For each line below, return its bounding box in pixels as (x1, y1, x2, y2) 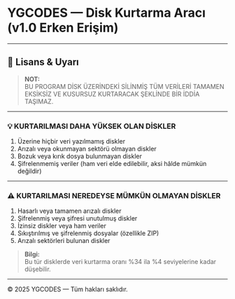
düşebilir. (24, 265, 51, 274)
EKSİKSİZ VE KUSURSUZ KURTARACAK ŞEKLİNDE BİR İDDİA (24, 90, 200, 98)
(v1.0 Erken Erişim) (7, 20, 119, 36)
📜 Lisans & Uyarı (7, 56, 79, 68)
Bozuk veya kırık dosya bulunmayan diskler (17, 152, 142, 160)
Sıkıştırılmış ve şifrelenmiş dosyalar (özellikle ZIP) (17, 229, 159, 237)
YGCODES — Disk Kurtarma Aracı (7, 5, 206, 21)
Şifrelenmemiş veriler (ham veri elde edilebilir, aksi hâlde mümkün (17, 160, 207, 168)
